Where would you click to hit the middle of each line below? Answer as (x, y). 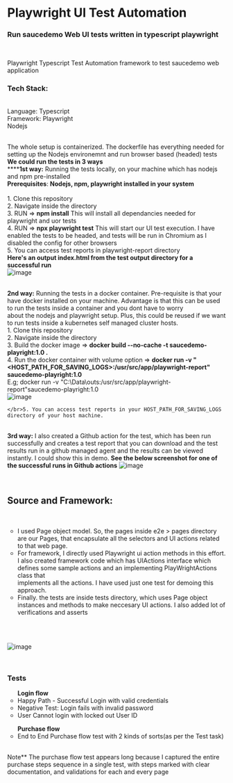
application (23, 70)
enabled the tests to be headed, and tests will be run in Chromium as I (107, 235)
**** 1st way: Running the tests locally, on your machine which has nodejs (113, 169)
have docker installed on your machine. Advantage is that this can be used (114, 300)
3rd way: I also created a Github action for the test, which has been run (109, 435)
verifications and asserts (52, 612)
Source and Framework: (60, 501)
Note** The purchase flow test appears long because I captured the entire (113, 757)
